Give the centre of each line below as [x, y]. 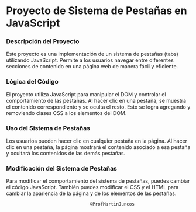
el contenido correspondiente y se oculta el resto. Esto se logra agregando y [98, 107]
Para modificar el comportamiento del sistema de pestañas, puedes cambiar [98, 181]
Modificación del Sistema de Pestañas [61, 168]
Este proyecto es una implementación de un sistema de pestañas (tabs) [92, 54]
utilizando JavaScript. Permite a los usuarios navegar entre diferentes [90, 60]
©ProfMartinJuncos [112, 204]
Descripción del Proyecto [43, 41]
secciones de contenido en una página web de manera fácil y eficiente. [92, 67]
